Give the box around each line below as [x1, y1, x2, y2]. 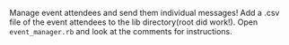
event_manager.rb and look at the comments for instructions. [9, 26, 233, 36]
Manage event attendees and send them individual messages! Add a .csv [9, 8, 280, 18]
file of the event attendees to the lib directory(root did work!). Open [9, 17, 258, 27]
